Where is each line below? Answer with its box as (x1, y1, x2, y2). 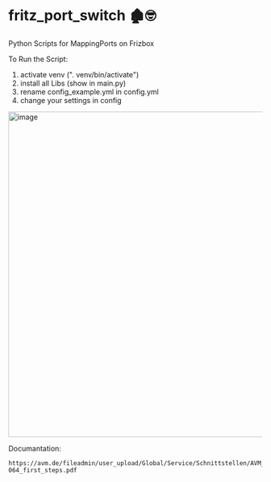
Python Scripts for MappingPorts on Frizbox (8, 38, 155, 48)
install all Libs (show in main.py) (19, 78, 127, 88)
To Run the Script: (8, 54, 69, 64)
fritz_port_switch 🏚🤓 (8, 6, 156, 25)
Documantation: (8, 443, 62, 453)
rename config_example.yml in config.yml (19, 86, 159, 97)
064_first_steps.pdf (8, 466, 78, 474)
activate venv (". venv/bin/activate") (19, 69, 140, 79)
